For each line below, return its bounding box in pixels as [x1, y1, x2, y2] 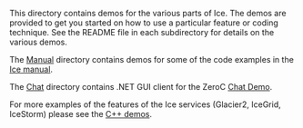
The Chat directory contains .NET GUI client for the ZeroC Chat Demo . [9, 82, 273, 92]
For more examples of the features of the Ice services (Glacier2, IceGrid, [9, 99, 281, 110]
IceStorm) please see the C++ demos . [9, 109, 153, 119]
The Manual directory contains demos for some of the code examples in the [9, 54, 294, 64]
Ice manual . [9, 64, 53, 74]
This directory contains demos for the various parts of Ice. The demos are [9, 8, 287, 18]
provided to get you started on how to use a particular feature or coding [9, 17, 279, 28]
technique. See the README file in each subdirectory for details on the [9, 27, 275, 37]
